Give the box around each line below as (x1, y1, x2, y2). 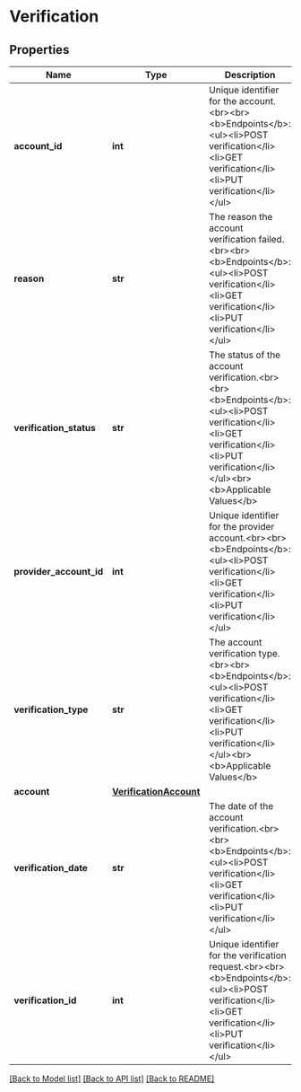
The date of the (209, 800, 274, 812)
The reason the (209, 211, 273, 223)
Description (224, 69, 276, 81)
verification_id (13, 994, 77, 1007)
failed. (258, 233, 285, 245)
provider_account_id (13, 566, 104, 577)
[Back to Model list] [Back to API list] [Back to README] (9, 1073, 215, 1084)
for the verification (209, 949, 287, 962)
